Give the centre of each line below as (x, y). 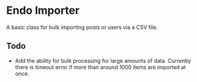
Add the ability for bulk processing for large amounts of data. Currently (103, 60)
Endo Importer (43, 11)
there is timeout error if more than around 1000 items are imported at (100, 67)
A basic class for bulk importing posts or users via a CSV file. (82, 27)
